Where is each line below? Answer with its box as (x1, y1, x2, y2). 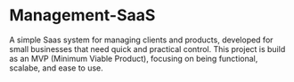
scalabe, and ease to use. (9, 63, 104, 73)
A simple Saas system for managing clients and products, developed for (9, 34, 274, 45)
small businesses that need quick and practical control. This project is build (9, 43, 286, 54)
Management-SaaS (9, 5, 156, 26)
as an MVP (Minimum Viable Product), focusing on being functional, (9, 53, 258, 63)
